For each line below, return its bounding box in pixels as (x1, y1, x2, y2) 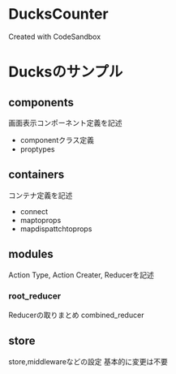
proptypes (19, 144, 55, 154)
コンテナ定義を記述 (8, 190, 73, 200)
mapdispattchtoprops (19, 224, 92, 234)
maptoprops (19, 215, 62, 225)
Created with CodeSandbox (8, 32, 101, 41)
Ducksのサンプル (8, 62, 123, 81)
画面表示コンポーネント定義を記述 (8, 118, 122, 127)
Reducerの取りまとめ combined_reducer (8, 310, 144, 320)
